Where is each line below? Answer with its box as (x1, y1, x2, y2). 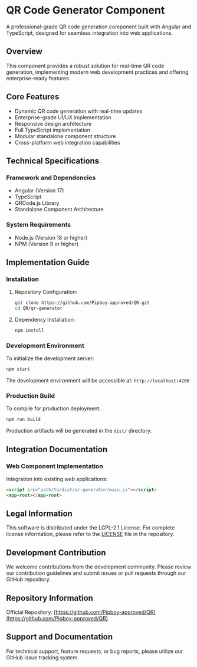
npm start (6, 367, 31, 372)
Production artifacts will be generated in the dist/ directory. (6, 427, 152, 434)
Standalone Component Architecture (14, 206, 104, 213)
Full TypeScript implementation (14, 126, 90, 133)
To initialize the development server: (6, 355, 94, 362)
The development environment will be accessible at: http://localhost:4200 (6, 377, 190, 384)
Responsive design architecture (14, 120, 92, 127)
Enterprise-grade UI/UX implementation (14, 113, 112, 121)
